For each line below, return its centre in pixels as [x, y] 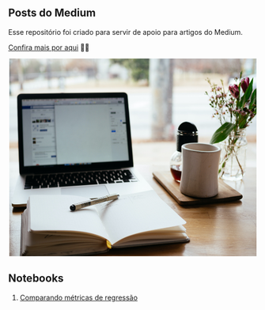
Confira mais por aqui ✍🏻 [49, 47]
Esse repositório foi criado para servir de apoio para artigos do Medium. [126, 32]
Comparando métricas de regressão [79, 297]
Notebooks [36, 279]
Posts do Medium [52, 13]
